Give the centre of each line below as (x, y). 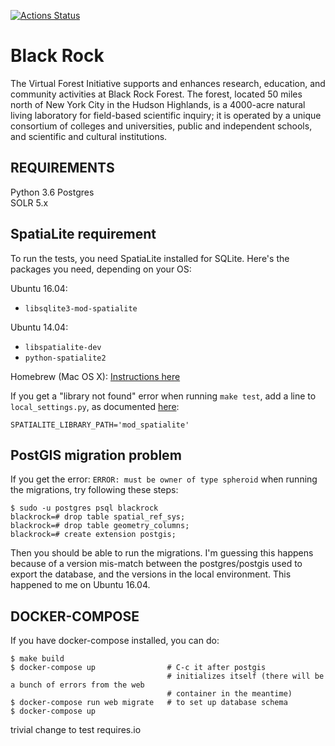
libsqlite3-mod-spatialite (81, 308)
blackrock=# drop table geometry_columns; (100, 526)
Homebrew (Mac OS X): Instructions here (95, 376)
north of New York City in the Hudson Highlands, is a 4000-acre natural (158, 104)
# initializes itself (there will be (245, 676)
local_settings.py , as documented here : (95, 406)
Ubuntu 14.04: (39, 327)
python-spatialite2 (65, 358)
